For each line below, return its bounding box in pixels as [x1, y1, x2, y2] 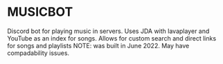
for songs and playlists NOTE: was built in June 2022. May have [7, 41, 190, 50]
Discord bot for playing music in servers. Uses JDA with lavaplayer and [7, 27, 210, 35]
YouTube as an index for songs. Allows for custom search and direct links [7, 34, 217, 42]
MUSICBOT [7, 4, 73, 20]
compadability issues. [7, 49, 70, 57]
